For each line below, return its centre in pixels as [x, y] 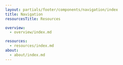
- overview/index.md [31, 32]
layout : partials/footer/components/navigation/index [62, 10]
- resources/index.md [32, 46]
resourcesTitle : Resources [33, 19]
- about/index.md [27, 55]
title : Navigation [24, 14]
